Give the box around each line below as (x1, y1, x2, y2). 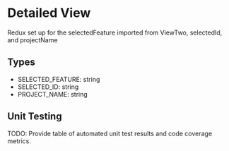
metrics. (7, 136, 32, 145)
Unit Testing (7, 111, 62, 123)
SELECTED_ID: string (17, 83, 79, 91)
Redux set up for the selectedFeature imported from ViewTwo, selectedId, (7, 28, 223, 37)
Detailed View (7, 5, 91, 21)
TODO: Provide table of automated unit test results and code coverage (7, 129, 213, 138)
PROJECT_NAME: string (17, 90, 88, 98)
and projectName (7, 35, 58, 44)
